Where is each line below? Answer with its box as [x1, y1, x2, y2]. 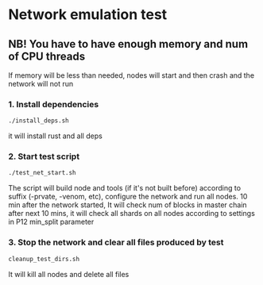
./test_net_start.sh [8, 169, 77, 177]
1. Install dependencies [8, 98, 99, 110]
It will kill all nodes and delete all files [8, 269, 130, 279]
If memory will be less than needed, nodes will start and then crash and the [8, 71, 255, 80]
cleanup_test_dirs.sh [8, 255, 80, 263]
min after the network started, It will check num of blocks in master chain [8, 200, 248, 210]
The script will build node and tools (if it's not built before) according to [8, 183, 241, 193]
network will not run [8, 79, 74, 88]
